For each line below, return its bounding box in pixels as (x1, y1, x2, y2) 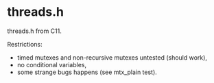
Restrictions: (7, 40, 43, 48)
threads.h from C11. (7, 27, 62, 35)
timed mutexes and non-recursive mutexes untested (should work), (16, 53, 208, 62)
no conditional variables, (16, 60, 87, 69)
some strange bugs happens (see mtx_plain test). (16, 68, 158, 76)
